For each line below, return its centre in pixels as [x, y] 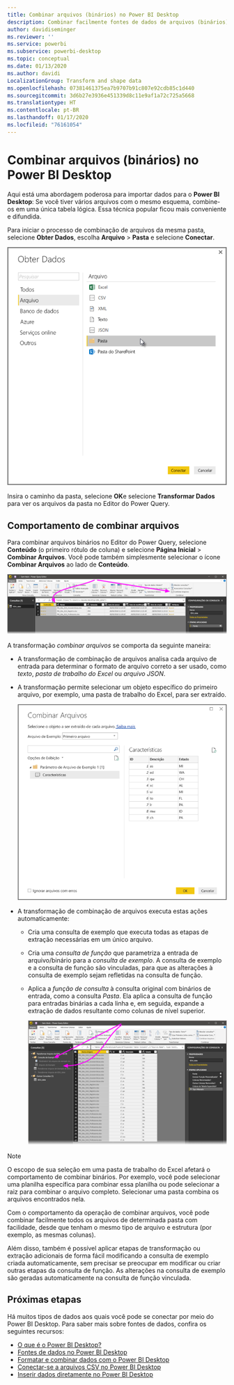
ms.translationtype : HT [42, 103]
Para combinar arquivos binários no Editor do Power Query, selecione [107, 542]
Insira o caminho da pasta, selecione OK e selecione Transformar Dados [111, 496]
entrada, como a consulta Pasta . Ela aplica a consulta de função [120, 996]
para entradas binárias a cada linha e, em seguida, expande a [116, 1003]
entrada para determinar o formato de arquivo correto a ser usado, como [122, 666]
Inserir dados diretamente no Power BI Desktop [85, 1374]
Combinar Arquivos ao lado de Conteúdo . [69, 564]
